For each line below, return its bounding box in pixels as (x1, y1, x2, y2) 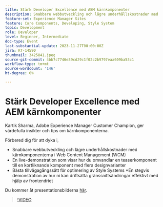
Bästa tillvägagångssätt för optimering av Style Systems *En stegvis (12, 167, 150, 173)
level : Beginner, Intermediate (5, 35, 69, 40)
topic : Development (5, 25, 45, 30)
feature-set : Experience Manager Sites (5, 16, 86, 21)
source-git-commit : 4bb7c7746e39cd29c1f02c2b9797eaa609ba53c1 (5, 57, 134, 62)
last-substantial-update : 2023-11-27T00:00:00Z (5, 43, 104, 48)
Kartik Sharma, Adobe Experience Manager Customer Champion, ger (5, 123, 144, 128)
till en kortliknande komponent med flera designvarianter (12, 162, 126, 168)
